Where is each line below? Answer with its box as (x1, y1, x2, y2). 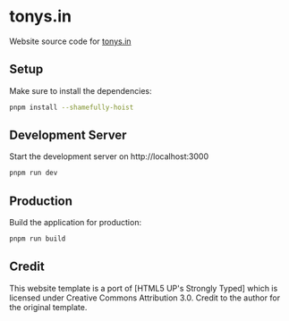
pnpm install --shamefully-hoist (9, 103, 134, 112)
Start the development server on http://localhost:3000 (9, 151, 208, 162)
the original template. (9, 301, 88, 312)
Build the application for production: (9, 217, 141, 228)
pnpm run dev (9, 168, 58, 178)
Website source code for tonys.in (9, 36, 132, 46)
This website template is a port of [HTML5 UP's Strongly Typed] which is (9, 283, 278, 293)
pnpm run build (9, 234, 66, 243)
